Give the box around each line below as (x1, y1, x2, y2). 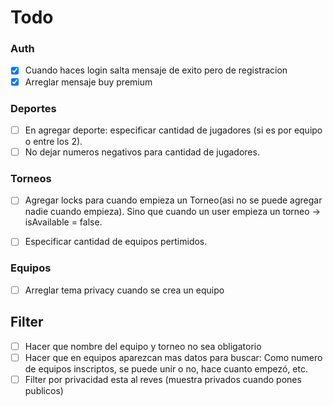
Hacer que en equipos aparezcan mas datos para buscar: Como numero (24, 351, 323, 363)
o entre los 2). (24, 135, 83, 147)
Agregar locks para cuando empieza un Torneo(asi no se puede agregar (24, 194, 323, 206)
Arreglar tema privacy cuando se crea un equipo (24, 284, 225, 296)
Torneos (10, 171, 52, 185)
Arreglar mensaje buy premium (24, 76, 153, 88)
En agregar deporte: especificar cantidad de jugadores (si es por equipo (24, 124, 323, 136)
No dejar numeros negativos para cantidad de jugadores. (24, 146, 260, 158)
